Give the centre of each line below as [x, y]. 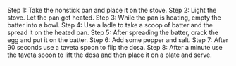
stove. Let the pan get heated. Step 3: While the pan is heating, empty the [114, 18]
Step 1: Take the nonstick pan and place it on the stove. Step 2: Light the [112, 10]
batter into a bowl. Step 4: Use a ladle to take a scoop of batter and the [110, 25]
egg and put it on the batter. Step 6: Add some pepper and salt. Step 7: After [118, 40]
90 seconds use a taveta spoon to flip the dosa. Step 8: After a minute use [115, 47]
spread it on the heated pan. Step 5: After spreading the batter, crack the [113, 32]
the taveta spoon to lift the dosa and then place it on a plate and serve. [110, 55]
